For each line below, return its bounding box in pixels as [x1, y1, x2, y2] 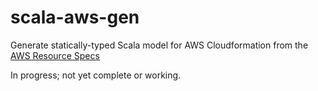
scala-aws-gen [10, 6, 140, 29]
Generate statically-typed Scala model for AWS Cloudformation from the [10, 39, 309, 51]
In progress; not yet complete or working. [10, 69, 182, 81]
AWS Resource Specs [10, 49, 100, 61]
